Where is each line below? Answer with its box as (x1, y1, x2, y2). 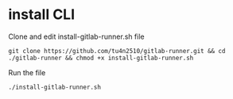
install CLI (8, 6, 76, 24)
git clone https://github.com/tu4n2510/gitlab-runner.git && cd (8, 47, 226, 55)
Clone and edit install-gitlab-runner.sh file (8, 32, 145, 41)
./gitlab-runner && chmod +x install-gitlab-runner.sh (8, 54, 194, 62)
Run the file (8, 67, 46, 77)
